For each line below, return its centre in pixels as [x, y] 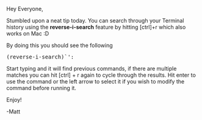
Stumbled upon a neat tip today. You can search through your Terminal [95, 20]
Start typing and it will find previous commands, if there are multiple [92, 69]
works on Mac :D [28, 34]
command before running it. [41, 88]
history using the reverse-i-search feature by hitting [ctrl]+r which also [96, 27]
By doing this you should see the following [60, 45]
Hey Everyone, [25, 9]
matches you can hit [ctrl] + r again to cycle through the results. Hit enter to [101, 75]
